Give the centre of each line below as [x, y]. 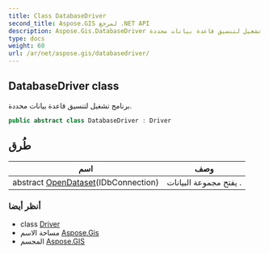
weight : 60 [27, 46]
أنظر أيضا [25, 206]
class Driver [40, 224]
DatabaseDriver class [64, 86]
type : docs [27, 38]
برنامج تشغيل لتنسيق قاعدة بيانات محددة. [70, 105]
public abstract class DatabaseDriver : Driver [90, 121]
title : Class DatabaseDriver [57, 16]
